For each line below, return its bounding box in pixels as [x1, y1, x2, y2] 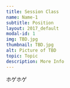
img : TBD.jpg [6, 36, 38, 42]
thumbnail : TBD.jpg [6, 42, 54, 48]
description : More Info [6, 58, 65, 64]
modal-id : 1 [6, 31, 35, 37]
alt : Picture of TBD [6, 48, 57, 54]
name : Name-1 [6, 14, 38, 20]
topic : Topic [6, 53, 38, 59]
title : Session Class [6, 8, 59, 15]
